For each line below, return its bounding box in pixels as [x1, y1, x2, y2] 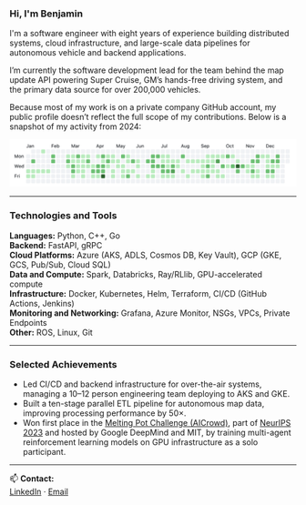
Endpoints [9, 317, 47, 328]
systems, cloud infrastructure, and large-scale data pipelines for [9, 37, 250, 48]
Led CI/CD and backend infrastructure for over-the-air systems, [22, 379, 262, 389]
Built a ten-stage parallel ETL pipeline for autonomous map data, [22, 399, 265, 409]
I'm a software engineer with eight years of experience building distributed [9, 28, 290, 39]
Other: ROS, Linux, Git [9, 327, 93, 338]
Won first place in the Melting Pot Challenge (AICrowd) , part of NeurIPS [22, 418, 291, 429]
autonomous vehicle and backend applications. [9, 47, 187, 58]
